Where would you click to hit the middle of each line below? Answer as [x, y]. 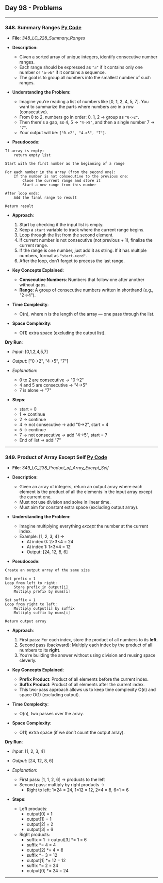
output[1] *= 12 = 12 [46, 861]
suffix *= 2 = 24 [42, 865]
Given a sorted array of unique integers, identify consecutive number [88, 57]
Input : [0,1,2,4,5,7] [30, 352]
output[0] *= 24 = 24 [48, 871]
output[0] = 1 [39, 814]
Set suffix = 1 [20, 600]
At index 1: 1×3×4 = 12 [49, 547]
